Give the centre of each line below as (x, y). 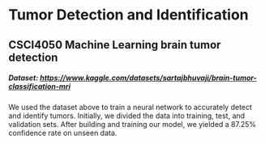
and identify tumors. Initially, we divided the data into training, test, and (127, 116)
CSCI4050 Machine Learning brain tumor (115, 45)
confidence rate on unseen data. (63, 133)
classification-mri (40, 87)
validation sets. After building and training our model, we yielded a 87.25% (132, 124)
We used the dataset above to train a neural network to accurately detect (130, 107)
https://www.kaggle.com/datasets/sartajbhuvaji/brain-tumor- (149, 78)
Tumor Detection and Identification (128, 15)
